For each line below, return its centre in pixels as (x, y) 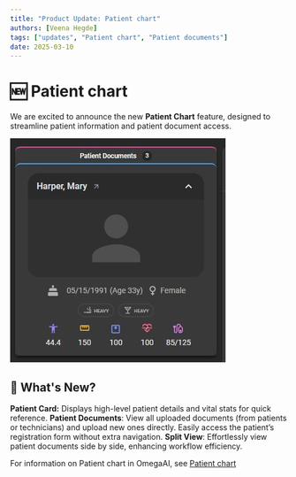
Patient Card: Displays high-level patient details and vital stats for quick (141, 408)
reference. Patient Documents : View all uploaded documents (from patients (148, 418)
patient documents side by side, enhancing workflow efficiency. (126, 446)
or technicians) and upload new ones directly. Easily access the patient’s (142, 427)
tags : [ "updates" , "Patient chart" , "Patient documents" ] (119, 37)
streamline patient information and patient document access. (121, 126)
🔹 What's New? (53, 387)
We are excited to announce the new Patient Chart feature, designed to (140, 117)
